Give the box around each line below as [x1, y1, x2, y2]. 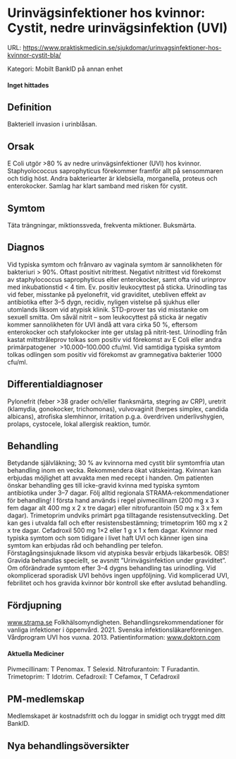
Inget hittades [7, 81, 49, 89]
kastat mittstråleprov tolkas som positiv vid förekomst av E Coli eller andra [7, 335, 222, 343]
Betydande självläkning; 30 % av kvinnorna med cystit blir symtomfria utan [7, 459, 225, 467]
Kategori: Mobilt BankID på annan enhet [7, 64, 123, 73]
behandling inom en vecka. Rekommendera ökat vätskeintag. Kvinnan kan [7, 466, 222, 475]
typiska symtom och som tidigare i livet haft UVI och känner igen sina [7, 534, 209, 542]
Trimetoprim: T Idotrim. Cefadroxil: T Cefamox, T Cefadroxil [7, 673, 180, 681]
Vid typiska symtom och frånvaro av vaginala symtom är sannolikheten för [7, 260, 223, 269]
